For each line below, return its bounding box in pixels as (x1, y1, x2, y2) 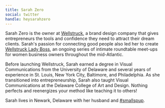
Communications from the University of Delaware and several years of (5, 66, 151, 72)
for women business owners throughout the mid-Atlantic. (5, 51, 124, 57)
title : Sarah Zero (5, 7, 44, 12)
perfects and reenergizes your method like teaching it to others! (5, 88, 137, 94)
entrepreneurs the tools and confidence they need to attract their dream (5, 35, 154, 41)
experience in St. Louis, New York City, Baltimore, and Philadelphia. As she (5, 72, 160, 78)
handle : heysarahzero (5, 16, 51, 21)
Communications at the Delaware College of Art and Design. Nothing (5, 82, 148, 88)
